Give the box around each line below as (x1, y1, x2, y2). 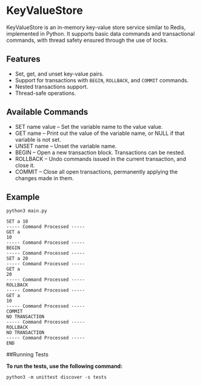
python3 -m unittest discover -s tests (6, 375, 107, 381)
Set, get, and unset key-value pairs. (15, 70, 104, 77)
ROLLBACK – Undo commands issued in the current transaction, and (15, 155, 186, 162)
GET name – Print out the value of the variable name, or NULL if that (15, 129, 185, 137)
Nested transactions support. (15, 83, 88, 90)
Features (6, 54, 41, 64)
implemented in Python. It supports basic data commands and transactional (6, 30, 195, 37)
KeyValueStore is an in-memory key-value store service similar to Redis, (6, 24, 186, 31)
